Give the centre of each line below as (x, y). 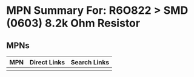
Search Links (90, 62)
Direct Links (47, 62)
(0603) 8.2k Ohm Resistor (73, 23)
